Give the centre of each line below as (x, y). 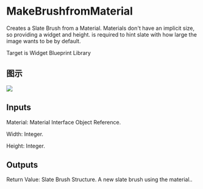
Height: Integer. (26, 146)
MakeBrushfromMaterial (69, 11)
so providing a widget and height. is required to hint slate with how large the (101, 34)
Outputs (22, 165)
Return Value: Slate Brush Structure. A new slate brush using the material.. (100, 180)
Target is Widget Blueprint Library (49, 52)
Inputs (19, 108)
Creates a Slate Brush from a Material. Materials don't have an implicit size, (101, 28)
